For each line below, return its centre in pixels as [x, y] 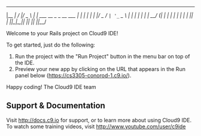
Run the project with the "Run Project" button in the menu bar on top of [102, 56]
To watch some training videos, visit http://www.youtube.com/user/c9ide [96, 126]
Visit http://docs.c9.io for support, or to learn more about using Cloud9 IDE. [99, 120]
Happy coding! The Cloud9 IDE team [51, 87]
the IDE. [25, 63]
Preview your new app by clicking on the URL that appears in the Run [100, 69]
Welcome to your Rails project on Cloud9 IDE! [62, 33]
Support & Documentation [56, 106]
